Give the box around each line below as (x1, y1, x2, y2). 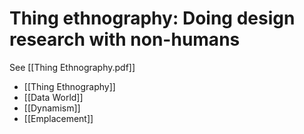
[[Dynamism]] (23, 102, 81, 114)
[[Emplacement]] (23, 112, 94, 124)
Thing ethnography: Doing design (9, 7, 296, 30)
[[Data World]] (23, 91, 84, 103)
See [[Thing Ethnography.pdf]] (9, 61, 136, 73)
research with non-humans (9, 28, 241, 51)
